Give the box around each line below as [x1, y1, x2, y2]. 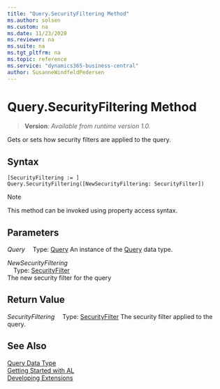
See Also [7, 340, 47, 352]
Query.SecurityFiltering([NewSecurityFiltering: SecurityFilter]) [7, 181, 205, 188]
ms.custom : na [7, 23, 49, 30]
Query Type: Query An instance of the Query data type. [7, 246, 173, 254]
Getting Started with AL [7, 366, 75, 374]
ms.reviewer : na [7, 36, 54, 43]
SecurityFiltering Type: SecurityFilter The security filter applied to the [7, 312, 213, 320]
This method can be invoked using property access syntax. [7, 206, 178, 215]
